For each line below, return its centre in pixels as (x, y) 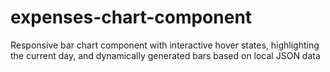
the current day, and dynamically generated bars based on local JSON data (165, 55)
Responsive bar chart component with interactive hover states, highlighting (165, 45)
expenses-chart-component (131, 17)
